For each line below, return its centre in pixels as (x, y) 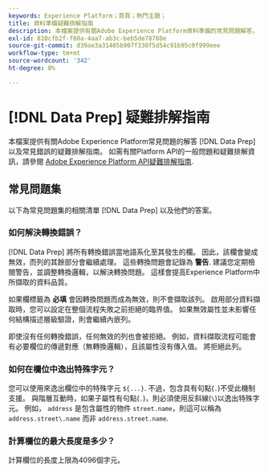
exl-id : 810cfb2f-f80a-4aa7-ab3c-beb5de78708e (87, 38)
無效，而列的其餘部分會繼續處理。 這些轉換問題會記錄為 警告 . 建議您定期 (128, 261)
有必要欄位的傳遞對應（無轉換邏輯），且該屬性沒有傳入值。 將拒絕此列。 (127, 346)
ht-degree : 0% (32, 68)
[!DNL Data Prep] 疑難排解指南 (109, 117)
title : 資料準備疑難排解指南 (51, 23)
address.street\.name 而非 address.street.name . (89, 418)
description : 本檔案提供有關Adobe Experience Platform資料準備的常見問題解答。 (133, 31)
